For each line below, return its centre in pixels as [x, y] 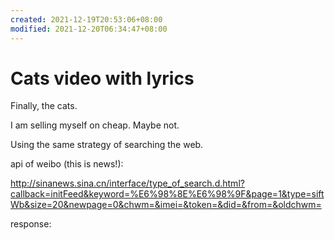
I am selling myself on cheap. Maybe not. [95, 125]
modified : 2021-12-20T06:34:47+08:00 [89, 29]
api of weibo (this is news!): [67, 164]
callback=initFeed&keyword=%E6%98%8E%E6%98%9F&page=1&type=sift [167, 194]
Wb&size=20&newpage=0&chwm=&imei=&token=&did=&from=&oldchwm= [166, 205]
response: [31, 224]
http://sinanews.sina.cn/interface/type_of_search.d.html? [127, 183]
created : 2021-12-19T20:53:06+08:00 [86, 19]
